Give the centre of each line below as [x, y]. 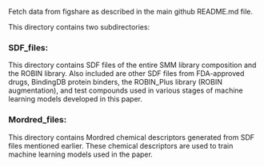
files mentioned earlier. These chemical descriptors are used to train [121, 145]
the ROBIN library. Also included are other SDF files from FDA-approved [126, 74]
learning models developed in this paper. [75, 99]
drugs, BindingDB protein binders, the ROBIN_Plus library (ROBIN [115, 82]
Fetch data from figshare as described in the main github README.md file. [131, 12]
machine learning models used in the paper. [81, 154]
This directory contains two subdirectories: [79, 27]
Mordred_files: [38, 120]
